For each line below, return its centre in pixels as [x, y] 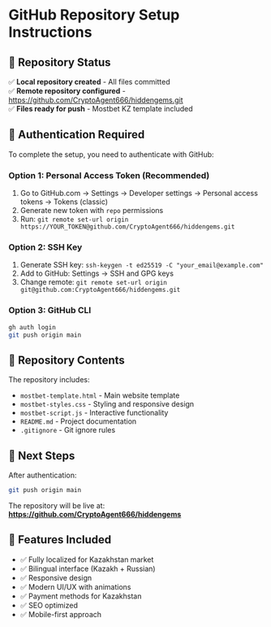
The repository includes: [49, 380]
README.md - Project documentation [78, 421]
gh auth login [32, 327]
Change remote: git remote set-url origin [94, 282]
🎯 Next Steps [42, 456]
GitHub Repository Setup [94, 15]
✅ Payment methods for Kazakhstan [81, 596]
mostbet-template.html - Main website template [100, 395]
